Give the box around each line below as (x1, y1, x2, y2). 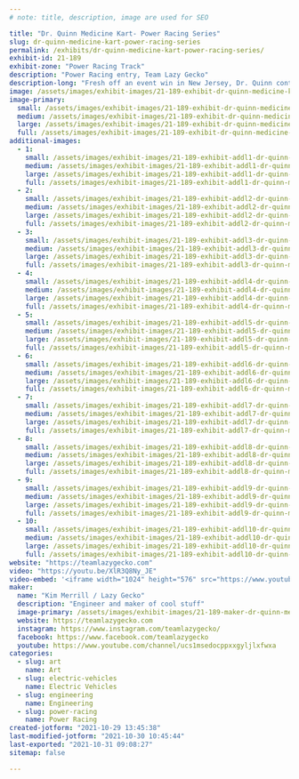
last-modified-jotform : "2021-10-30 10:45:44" (9, 732, 185, 741)
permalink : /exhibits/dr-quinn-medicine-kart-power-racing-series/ (9, 45, 265, 54)
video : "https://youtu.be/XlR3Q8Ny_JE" (9, 566, 158, 575)
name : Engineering (25, 699, 93, 708)
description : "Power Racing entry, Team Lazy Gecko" (9, 70, 209, 80)
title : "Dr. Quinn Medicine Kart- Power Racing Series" (9, 28, 221, 38)
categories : (9, 649, 53, 658)
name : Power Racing (25, 715, 98, 725)
